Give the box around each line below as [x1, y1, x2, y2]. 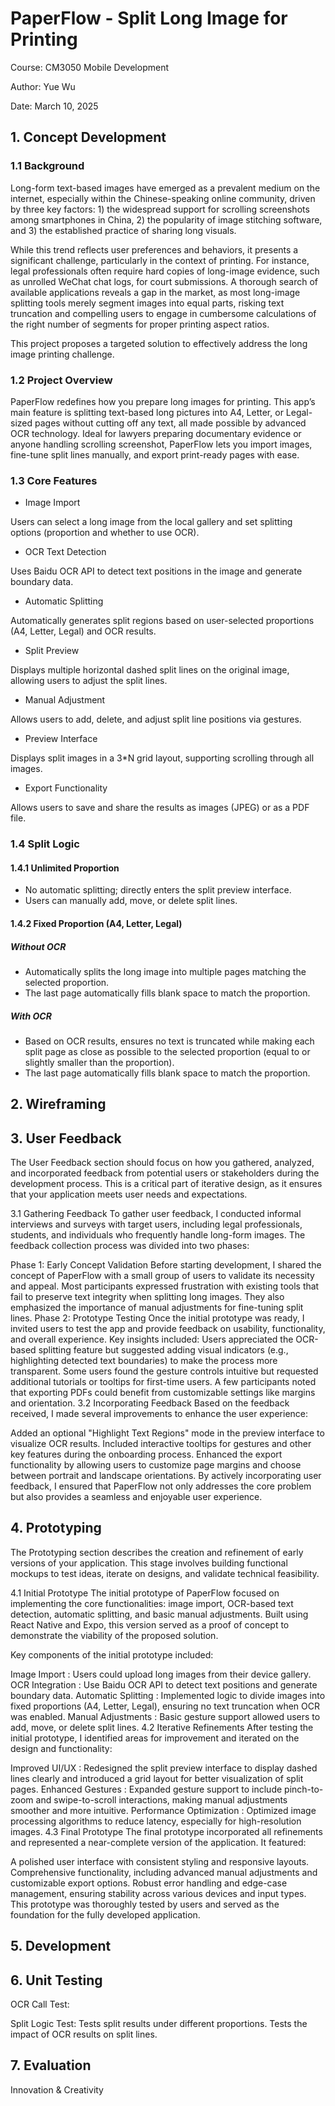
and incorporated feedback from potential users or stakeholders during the [10, 1167, 320, 1179]
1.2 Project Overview [10, 373, 113, 387]
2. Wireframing [10, 1096, 107, 1113]
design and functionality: [10, 1742, 113, 1754]
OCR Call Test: [10, 1998, 70, 2011]
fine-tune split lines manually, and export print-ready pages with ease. [10, 448, 300, 461]
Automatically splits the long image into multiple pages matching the [24, 965, 307, 977]
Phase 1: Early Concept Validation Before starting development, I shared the [10, 1259, 322, 1271]
